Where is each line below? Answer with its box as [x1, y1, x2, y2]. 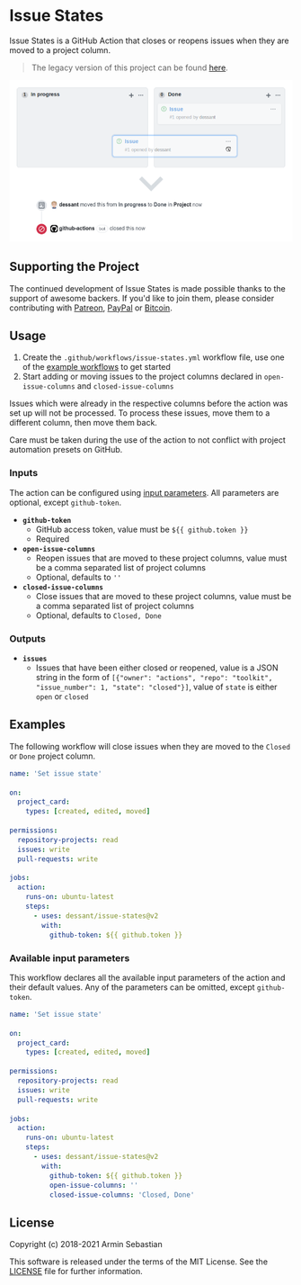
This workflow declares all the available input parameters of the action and [9, 972, 286, 983]
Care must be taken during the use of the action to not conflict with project [9, 435, 286, 445]
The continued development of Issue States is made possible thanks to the [9, 283, 286, 293]
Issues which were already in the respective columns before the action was [9, 398, 288, 409]
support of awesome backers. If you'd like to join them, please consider [9, 292, 275, 303]
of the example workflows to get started [22, 362, 171, 373]
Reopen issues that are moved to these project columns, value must [35, 553, 288, 563]
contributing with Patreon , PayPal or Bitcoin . [9, 302, 173, 313]
